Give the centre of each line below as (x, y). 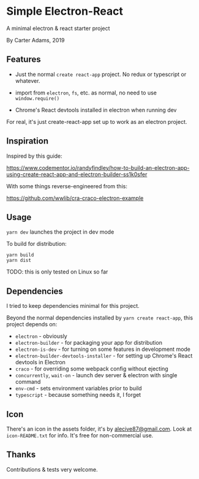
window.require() (37, 98)
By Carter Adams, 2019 (36, 40)
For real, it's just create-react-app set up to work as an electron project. (97, 121)
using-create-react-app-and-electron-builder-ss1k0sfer (77, 174)
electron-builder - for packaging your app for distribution (88, 343)
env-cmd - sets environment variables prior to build (78, 388)
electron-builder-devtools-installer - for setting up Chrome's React (104, 356)
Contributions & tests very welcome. (52, 469)
